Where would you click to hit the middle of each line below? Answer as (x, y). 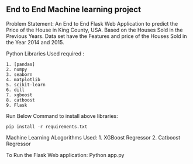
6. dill (15, 90)
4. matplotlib (23, 79)
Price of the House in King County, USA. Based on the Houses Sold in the (94, 30)
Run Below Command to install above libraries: (62, 116)
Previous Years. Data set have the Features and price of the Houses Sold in (96, 36)
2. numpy (17, 69)
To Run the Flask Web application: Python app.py (65, 155)
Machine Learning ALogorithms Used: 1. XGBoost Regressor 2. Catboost (93, 137)
